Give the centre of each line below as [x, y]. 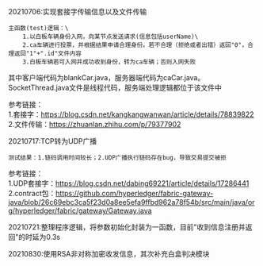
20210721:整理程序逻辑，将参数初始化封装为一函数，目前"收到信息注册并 [127, 227]
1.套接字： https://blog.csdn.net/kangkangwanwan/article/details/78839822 [131, 114]
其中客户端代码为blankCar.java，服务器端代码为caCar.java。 [107, 77]
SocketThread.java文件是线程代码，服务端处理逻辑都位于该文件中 [115, 87]
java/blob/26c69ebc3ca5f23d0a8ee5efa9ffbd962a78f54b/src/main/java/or [131, 202]
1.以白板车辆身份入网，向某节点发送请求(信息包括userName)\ [111, 37]
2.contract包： [32, 193]
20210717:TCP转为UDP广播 [53, 141]
